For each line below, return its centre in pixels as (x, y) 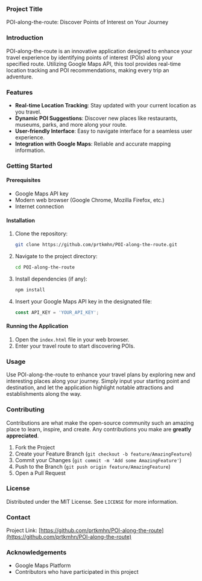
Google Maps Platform (43, 565)
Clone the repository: (41, 233)
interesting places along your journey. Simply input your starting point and (98, 381)
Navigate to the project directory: (56, 256)
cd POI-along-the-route (45, 267)
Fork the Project (35, 447)
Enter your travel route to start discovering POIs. (75, 346)
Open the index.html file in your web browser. (72, 339)
